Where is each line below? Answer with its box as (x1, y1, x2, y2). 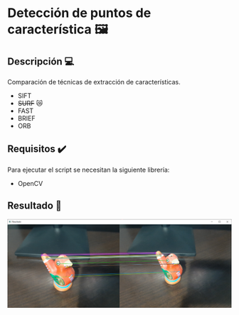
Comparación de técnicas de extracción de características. (7, 78, 181, 86)
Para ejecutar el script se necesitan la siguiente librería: (7, 165, 170, 174)
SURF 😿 (17, 99, 43, 107)
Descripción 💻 (7, 55, 75, 67)
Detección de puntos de (7, 5, 152, 21)
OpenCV (17, 179, 43, 187)
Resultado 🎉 (7, 200, 62, 212)
